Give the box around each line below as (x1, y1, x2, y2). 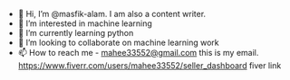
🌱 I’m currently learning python (17, 28, 134, 38)
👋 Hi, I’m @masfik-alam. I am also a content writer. (17, 9, 207, 19)
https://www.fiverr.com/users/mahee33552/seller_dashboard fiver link (17, 60, 282, 71)
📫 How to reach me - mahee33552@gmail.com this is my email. (17, 48, 259, 58)
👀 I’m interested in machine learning (17, 18, 152, 29)
